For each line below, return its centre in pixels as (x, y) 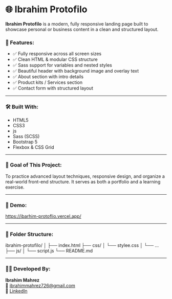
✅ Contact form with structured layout (53, 88)
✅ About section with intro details (48, 77)
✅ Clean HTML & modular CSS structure (55, 59)
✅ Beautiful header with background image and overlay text (76, 71)
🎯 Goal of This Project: (34, 165)
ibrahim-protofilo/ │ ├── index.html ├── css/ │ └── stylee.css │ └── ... (82, 245)
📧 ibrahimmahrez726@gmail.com (40, 285)
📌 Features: (20, 42)
